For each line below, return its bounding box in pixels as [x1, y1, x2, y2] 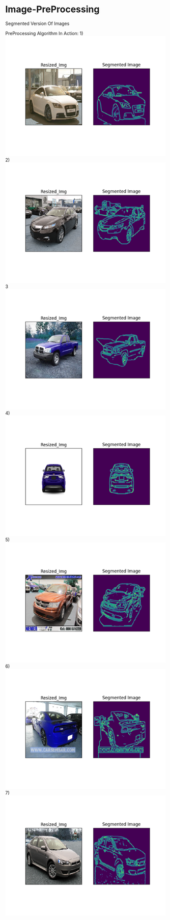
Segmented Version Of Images [5, 20, 70, 26]
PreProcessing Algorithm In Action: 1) [5, 30, 83, 36]
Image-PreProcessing [5, 4, 100, 15]
